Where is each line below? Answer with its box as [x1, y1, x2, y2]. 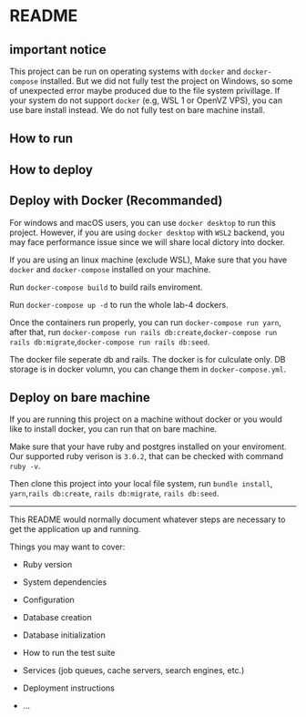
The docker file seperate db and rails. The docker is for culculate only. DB [9, 353, 286, 364]
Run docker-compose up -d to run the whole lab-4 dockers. [9, 299, 229, 310]
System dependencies [22, 577, 107, 588]
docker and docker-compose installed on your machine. [9, 263, 211, 274]
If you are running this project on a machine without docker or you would [9, 414, 282, 425]
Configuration [22, 594, 75, 606]
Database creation [22, 612, 93, 623]
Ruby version [22, 559, 73, 570]
